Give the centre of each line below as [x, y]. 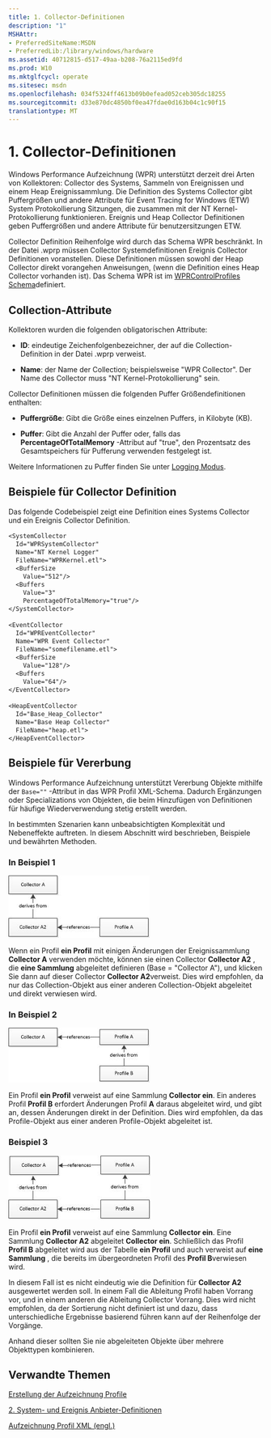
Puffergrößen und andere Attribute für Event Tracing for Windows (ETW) [129, 200]
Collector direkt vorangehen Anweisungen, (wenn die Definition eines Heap [134, 268]
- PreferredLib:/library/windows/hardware [81, 51]
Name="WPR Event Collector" [63, 641]
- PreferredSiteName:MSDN [52, 43]
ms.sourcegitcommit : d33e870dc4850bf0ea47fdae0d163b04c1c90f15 [117, 102]
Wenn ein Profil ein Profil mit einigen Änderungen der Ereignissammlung [129, 950]
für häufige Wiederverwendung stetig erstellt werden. [98, 808]
